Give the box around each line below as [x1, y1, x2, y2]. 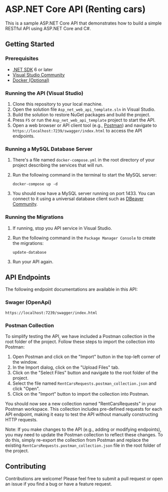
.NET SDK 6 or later [12, 66, 53, 72]
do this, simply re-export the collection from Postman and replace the [5, 437, 149, 443]
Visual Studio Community [12, 72, 65, 78]
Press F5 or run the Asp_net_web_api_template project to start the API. [12, 117, 156, 123]
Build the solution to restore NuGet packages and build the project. [12, 111, 150, 117]
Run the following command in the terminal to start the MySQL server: [12, 172, 157, 178]
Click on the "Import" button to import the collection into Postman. [12, 391, 149, 397]
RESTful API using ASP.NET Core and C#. [5, 25, 91, 31]
